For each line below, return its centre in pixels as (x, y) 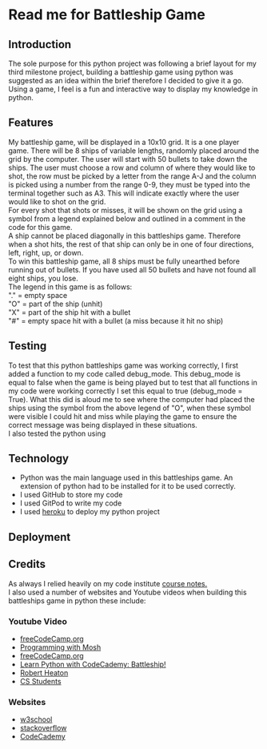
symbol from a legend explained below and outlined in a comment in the (127, 219)
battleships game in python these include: (77, 600)
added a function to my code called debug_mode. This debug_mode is (125, 373)
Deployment (40, 537)
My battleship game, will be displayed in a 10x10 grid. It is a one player (124, 142)
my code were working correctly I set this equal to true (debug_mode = (126, 391)
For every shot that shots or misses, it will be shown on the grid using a (126, 210)
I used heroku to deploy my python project (90, 512)
